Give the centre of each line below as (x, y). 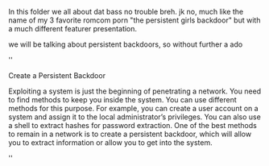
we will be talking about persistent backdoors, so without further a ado (126, 44)
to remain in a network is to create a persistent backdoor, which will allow (130, 134)
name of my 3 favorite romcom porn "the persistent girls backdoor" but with (134, 20)
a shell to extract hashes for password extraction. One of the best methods (133, 125)
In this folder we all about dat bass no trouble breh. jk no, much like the (126, 12)
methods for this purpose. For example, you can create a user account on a (134, 108)
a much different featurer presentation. (73, 29)
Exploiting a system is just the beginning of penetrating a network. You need (135, 91)
